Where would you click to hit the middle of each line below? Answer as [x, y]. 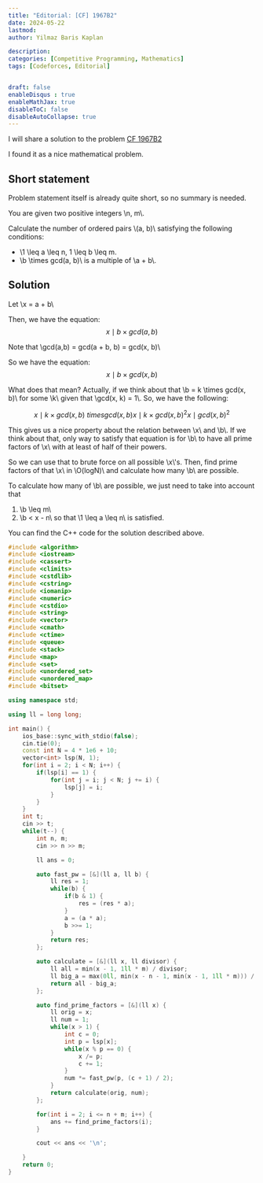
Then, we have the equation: [54, 319]
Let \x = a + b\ [31, 304]
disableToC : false [38, 109]
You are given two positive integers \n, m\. [77, 213]
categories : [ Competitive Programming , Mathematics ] [96, 59]
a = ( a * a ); [86, 918]
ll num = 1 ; [69, 1020]
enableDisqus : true [42, 94]
